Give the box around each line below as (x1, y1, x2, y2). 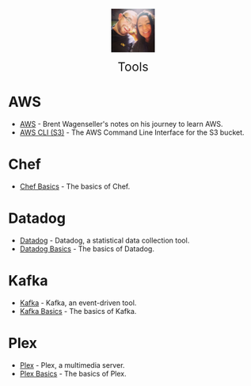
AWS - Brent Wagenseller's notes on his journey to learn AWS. (19, 119, 223, 128)
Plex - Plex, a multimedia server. (19, 360, 125, 369)
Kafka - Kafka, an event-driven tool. (19, 298, 137, 308)
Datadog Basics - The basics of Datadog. (19, 243, 154, 254)
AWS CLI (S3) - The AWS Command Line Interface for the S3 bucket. (19, 128, 245, 137)
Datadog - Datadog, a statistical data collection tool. (19, 235, 190, 245)
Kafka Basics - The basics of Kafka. (19, 306, 137, 315)
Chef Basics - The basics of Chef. (19, 182, 131, 191)
